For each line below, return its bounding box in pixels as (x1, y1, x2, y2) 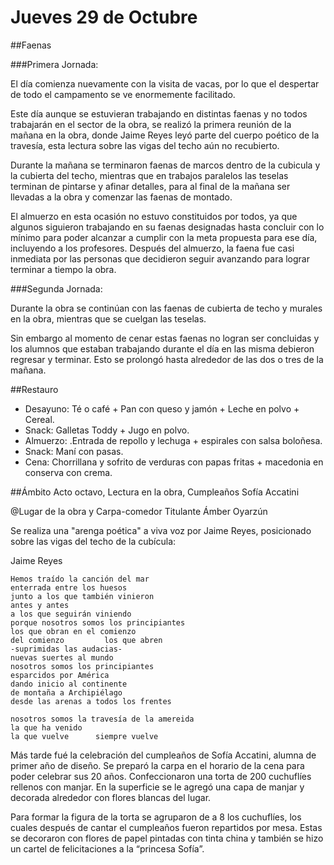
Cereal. (24, 413, 55, 425)
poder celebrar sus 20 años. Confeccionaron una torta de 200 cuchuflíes (10, 770, 312, 782)
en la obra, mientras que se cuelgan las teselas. (10, 312, 207, 325)
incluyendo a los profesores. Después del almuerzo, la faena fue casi (10, 242, 295, 254)
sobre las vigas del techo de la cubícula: (10, 535, 177, 547)
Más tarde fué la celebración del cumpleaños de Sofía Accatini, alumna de (10, 749, 317, 761)
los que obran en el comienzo (10, 626, 137, 636)
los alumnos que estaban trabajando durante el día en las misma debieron (10, 342, 315, 355)
